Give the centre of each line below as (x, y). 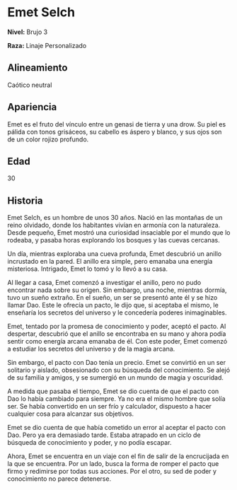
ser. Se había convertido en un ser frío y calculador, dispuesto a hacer (110, 407)
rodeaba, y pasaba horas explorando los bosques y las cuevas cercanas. (114, 240)
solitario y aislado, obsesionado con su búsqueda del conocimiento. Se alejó (119, 370)
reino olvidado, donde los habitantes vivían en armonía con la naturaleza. (114, 225)
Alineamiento (37, 68)
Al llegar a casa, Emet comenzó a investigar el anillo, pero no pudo (104, 283)
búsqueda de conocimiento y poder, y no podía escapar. (89, 443)
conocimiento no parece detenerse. (59, 479)
